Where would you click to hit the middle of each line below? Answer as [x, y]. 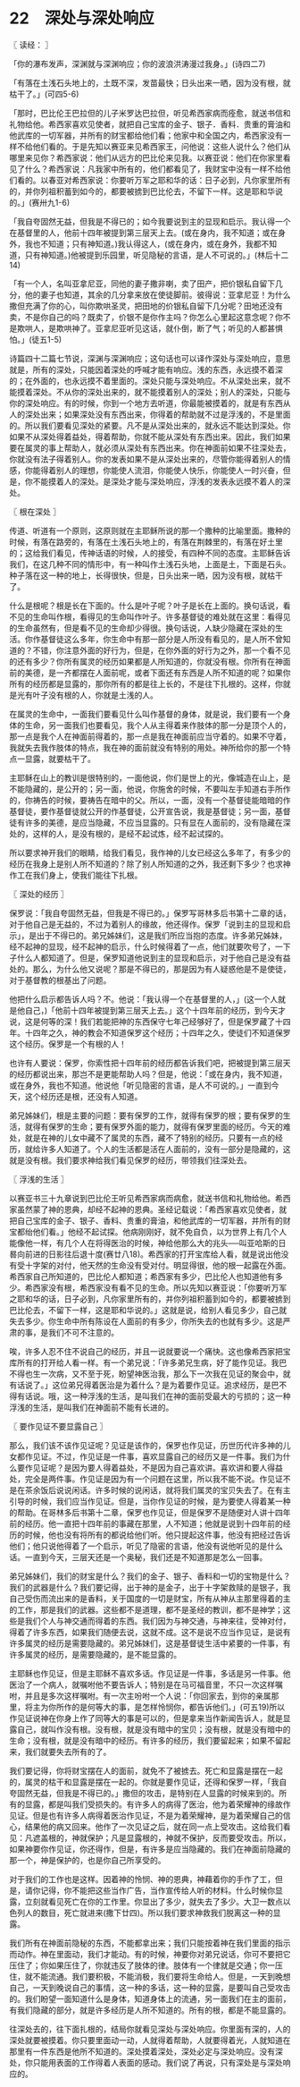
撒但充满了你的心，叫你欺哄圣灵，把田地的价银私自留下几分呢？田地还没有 [146, 306]
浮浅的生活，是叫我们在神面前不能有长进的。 [92, 1407]
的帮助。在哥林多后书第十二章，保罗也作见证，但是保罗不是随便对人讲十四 [146, 1512]
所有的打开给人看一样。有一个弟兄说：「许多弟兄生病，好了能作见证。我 [148, 1362]
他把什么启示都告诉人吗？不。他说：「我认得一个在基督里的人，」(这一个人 [144, 999]
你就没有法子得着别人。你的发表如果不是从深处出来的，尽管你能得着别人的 [146, 459]
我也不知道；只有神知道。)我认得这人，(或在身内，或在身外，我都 [143, 243]
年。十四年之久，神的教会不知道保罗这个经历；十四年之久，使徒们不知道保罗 [150, 1032]
